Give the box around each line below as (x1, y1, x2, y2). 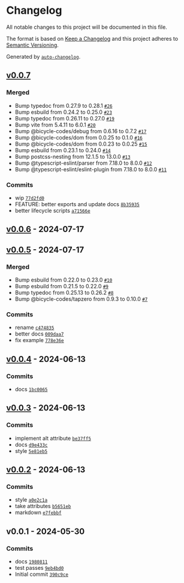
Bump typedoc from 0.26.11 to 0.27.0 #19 (14, 114, 115, 122)
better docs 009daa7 (14, 330, 64, 337)
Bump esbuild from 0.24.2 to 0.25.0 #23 (14, 108, 113, 116)
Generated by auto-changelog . (6, 53, 81, 60)
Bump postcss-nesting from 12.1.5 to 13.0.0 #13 (14, 153, 131, 160)
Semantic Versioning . (6, 41, 59, 49)
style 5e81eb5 (14, 447, 48, 454)
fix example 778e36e (14, 337, 64, 344)
